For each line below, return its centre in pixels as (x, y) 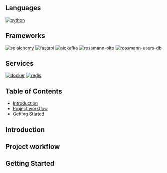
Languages (23, 8)
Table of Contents (34, 91)
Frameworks (25, 36)
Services (20, 64)
